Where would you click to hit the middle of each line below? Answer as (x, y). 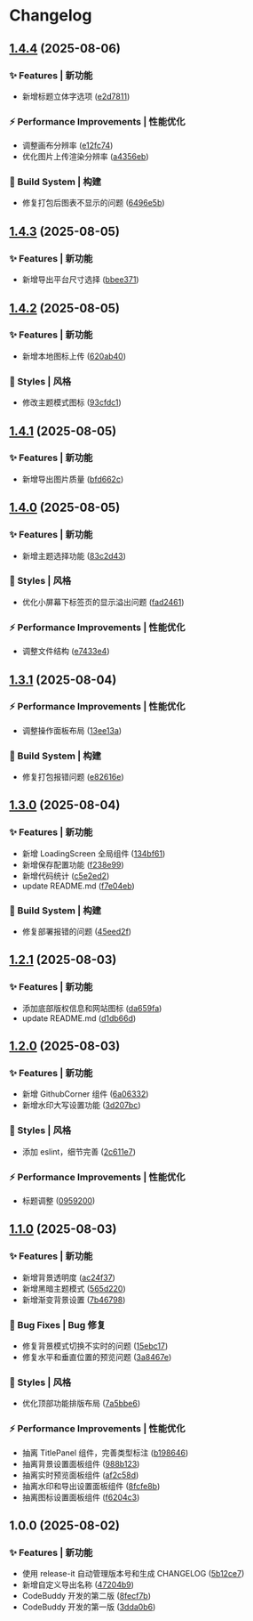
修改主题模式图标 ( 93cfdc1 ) (71, 402)
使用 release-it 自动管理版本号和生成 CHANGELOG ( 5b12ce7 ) (133, 1574)
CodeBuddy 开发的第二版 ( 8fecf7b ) (87, 1596)
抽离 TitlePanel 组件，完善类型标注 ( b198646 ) (105, 1453)
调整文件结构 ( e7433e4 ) (66, 652)
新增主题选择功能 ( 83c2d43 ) (74, 555)
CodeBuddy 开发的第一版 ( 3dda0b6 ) (89, 1607)
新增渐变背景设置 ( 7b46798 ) (74, 1300)
